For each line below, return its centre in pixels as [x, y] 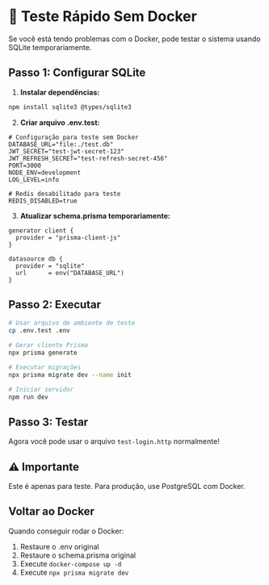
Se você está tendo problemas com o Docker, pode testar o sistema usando [134, 39]
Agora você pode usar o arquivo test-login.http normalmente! [114, 441]
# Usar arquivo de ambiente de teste [72, 323]
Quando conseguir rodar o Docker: [66, 531]
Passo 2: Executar [55, 305]
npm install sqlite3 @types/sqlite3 [70, 107]
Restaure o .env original [59, 546]
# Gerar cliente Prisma [48, 345]
